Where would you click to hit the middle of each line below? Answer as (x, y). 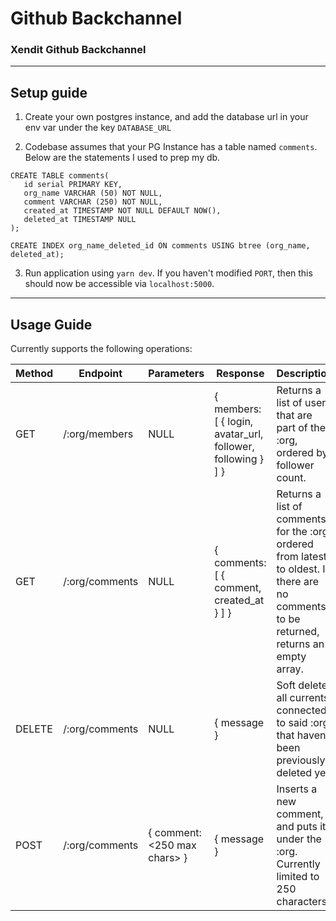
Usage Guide (51, 324)
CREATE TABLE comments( (60, 176)
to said (292, 723)
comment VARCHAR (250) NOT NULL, (93, 202)
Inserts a (297, 789)
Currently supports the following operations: (101, 349)
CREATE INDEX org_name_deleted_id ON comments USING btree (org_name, (160, 246)
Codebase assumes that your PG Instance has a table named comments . (171, 147)
